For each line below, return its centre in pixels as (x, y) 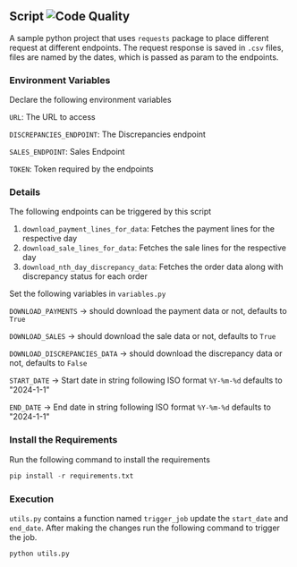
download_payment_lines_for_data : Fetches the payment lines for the (148, 229)
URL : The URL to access (52, 117)
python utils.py (39, 554)
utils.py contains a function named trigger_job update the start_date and (149, 518)
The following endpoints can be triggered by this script (110, 212)
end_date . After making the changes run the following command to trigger (144, 528)
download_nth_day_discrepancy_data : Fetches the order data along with (153, 267)
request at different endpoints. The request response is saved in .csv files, (147, 47)
